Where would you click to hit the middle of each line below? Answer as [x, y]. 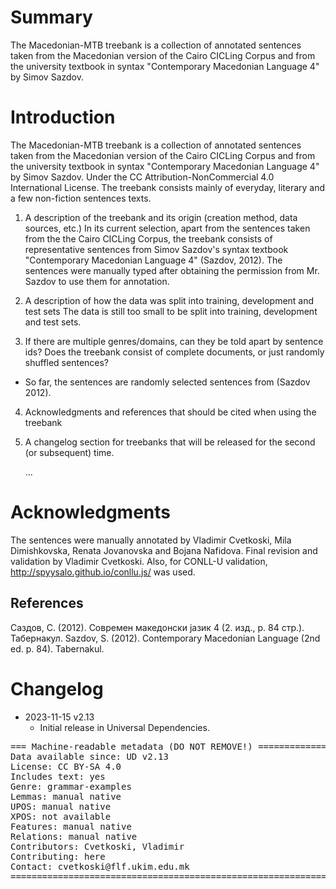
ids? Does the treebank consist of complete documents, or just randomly [174, 352]
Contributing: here [58, 856]
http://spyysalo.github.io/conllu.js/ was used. [103, 572]
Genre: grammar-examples [71, 786]
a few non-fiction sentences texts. [81, 198]
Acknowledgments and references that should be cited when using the [170, 412]
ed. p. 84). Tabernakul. [57, 648]
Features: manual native [71, 826]
